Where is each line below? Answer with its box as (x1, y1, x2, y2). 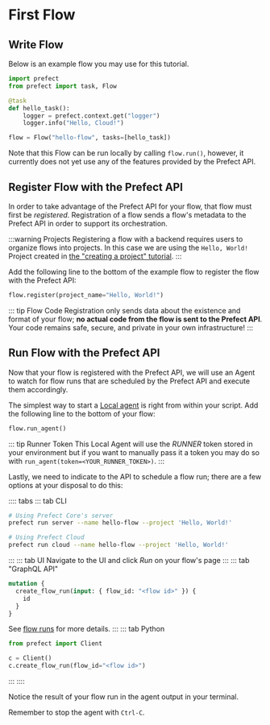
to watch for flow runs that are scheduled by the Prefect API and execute (8, 376, 251, 386)
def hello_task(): (8, 104, 70, 112)
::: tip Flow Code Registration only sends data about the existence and (8, 305, 241, 315)
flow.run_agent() (8, 425, 67, 433)
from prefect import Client (8, 640, 103, 648)
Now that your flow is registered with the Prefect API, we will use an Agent (8, 367, 255, 377)
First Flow (8, 6, 76, 24)
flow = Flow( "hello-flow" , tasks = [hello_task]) (8, 134, 172, 142)
